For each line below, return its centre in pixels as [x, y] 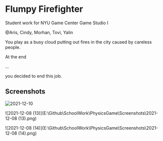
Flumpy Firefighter [44, 9]
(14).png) [27, 133]
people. [13, 47]
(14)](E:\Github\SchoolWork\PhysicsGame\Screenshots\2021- [96, 128]
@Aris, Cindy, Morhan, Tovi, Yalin [39, 32]
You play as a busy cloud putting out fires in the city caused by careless [79, 42]
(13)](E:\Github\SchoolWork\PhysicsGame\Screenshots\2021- [96, 113]
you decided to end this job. [34, 76]
